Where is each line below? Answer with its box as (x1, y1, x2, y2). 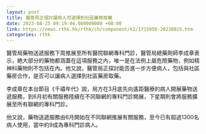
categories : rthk (6, 32, 51, 38)
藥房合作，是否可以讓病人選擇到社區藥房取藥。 (6, 72, 124, 80)
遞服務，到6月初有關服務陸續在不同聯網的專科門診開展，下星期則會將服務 (6, 93, 193, 100)
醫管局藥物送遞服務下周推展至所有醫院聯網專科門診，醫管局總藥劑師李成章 (6, 50, 194, 57)
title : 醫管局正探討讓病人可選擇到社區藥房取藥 (6, 15, 113, 21)
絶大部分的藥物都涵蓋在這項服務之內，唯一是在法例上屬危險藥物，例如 (17, 57, 194, 64)
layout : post (6, 9, 40, 15)
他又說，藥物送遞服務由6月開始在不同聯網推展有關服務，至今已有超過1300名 (6, 114, 199, 121)
